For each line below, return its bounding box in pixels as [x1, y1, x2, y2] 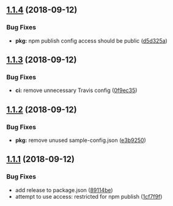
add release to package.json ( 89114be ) [15, 186, 113, 194]
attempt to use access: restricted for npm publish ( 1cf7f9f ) [15, 193, 163, 200]
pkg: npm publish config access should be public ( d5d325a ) [15, 37, 168, 44]
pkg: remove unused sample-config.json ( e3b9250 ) [15, 137, 147, 144]
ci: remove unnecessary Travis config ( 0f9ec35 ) [15, 87, 138, 94]
